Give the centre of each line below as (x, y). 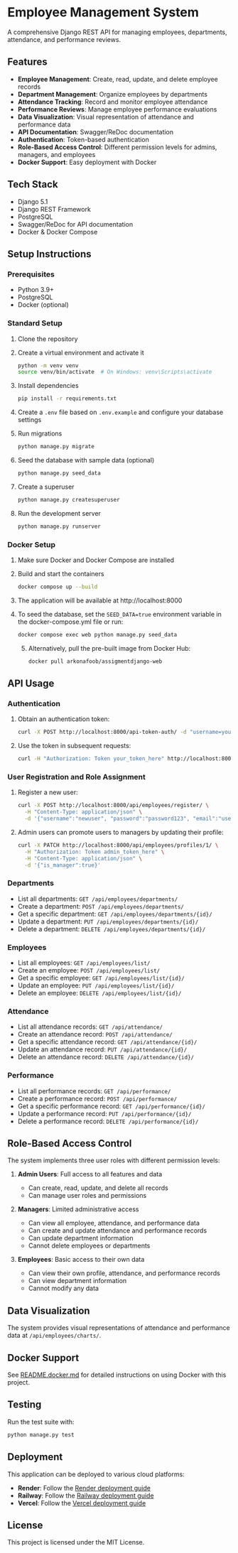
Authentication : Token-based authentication (83, 139)
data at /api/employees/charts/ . (54, 1336)
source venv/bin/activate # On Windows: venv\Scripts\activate (115, 372)
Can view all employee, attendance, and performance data (114, 1223)
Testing (25, 1405)
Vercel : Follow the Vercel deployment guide (82, 1503)
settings (29, 420)
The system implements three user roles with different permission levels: (114, 1160)
